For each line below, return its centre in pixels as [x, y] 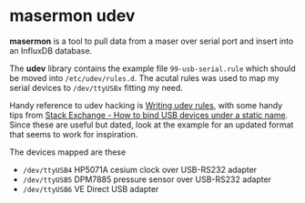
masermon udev [72, 16]
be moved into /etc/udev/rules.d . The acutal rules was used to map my [144, 77]
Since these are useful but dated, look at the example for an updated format [152, 125]
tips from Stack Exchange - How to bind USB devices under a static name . [149, 115]
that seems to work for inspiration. [74, 134]
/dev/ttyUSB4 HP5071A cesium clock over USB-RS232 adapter [140, 169]
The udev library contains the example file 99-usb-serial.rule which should [152, 68]
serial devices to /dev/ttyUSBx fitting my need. [97, 87]
